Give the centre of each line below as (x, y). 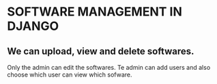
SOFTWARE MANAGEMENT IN (95, 12)
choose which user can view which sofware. (70, 75)
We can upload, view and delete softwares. (101, 51)
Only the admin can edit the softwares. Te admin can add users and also (109, 67)
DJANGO (33, 26)
